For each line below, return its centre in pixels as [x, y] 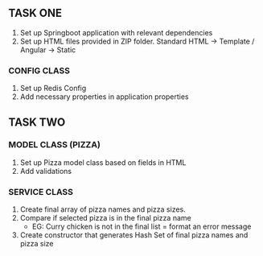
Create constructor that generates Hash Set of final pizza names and [134, 235]
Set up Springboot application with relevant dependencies [116, 32]
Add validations [46, 171]
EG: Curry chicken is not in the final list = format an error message [142, 227]
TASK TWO [37, 122]
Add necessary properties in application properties [104, 97]
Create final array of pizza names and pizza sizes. [103, 209]
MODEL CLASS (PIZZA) [54, 145]
